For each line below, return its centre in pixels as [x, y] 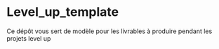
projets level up [29, 38]
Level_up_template [63, 12]
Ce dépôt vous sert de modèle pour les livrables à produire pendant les [109, 31]
